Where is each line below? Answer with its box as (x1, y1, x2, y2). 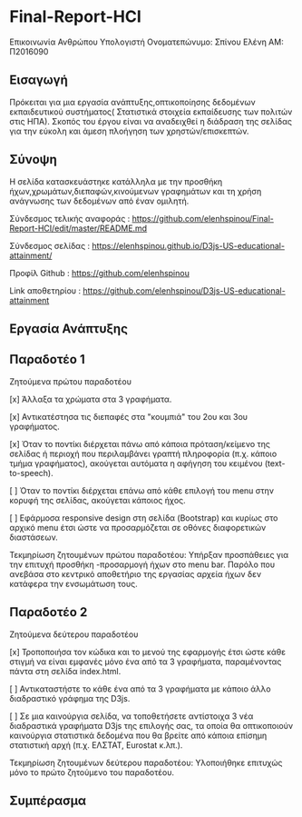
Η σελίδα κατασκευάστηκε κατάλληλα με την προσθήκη (9, 175, 223, 187)
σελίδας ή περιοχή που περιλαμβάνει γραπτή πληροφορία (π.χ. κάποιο (9, 448, 278, 459)
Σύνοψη (9, 152, 57, 167)
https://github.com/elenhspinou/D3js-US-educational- (83, 284, 286, 296)
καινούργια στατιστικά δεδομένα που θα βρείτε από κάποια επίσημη (9, 730, 268, 741)
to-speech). (9, 467, 54, 478)
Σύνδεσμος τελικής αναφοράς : (9, 213, 131, 224)
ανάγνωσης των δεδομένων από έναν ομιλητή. (9, 195, 190, 206)
